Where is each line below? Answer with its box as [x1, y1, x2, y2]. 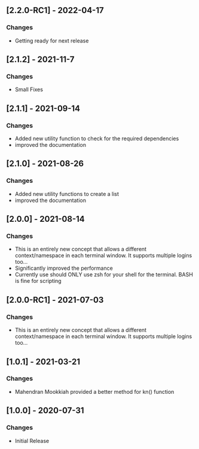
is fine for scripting [14, 278, 62, 285]
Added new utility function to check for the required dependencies [14, 135, 179, 142]
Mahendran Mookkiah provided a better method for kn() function [14, 388, 174, 395]
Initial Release [14, 437, 50, 444]
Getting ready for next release [14, 37, 89, 44]
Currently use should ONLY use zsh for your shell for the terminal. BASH [14, 271, 193, 278]
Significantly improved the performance [14, 264, 114, 272]
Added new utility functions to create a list [14, 190, 120, 197]
